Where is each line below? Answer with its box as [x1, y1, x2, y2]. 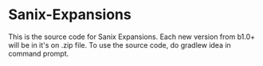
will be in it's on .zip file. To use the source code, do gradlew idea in [8, 40, 231, 49]
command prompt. [8, 49, 69, 58]
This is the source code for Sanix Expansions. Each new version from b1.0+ [8, 32, 255, 41]
